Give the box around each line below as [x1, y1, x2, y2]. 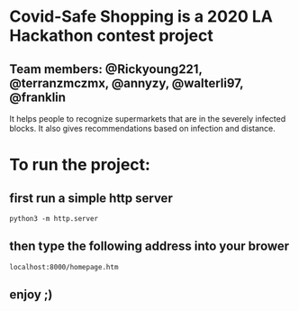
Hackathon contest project [9, 25, 213, 46]
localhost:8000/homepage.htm [9, 262, 119, 271]
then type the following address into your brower [9, 239, 290, 254]
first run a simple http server [9, 190, 173, 206]
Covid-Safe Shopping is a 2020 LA [9, 6, 273, 27]
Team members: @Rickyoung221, [9, 61, 203, 77]
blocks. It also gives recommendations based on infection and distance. [9, 123, 276, 133]
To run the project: [9, 155, 151, 175]
